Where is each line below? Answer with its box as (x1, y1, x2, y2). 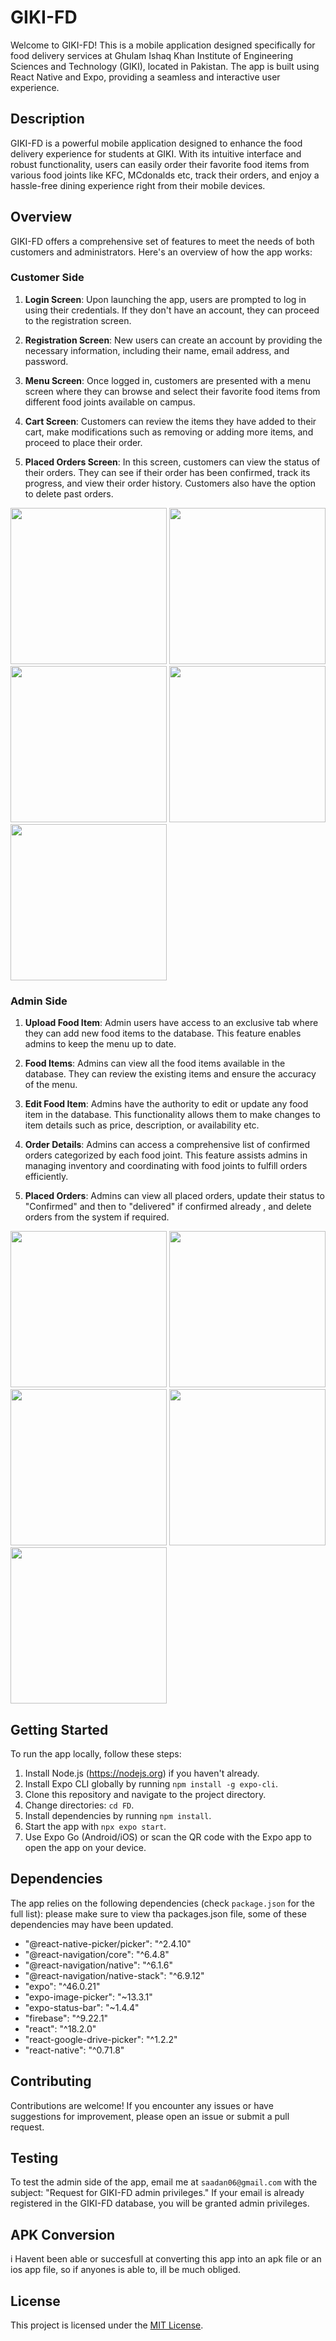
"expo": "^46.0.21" (24, 1980, 101, 1992)
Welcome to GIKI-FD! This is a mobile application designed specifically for (10, 39, 316, 51)
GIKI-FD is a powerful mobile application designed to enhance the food (10, 137, 303, 149)
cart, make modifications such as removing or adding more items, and (24, 426, 314, 438)
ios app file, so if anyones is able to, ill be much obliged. (10, 2264, 242, 2276)
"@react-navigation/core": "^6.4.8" (24, 1948, 170, 1960)
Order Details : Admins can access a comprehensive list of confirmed (24, 1139, 311, 1151)
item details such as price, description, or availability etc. (24, 1119, 260, 1131)
